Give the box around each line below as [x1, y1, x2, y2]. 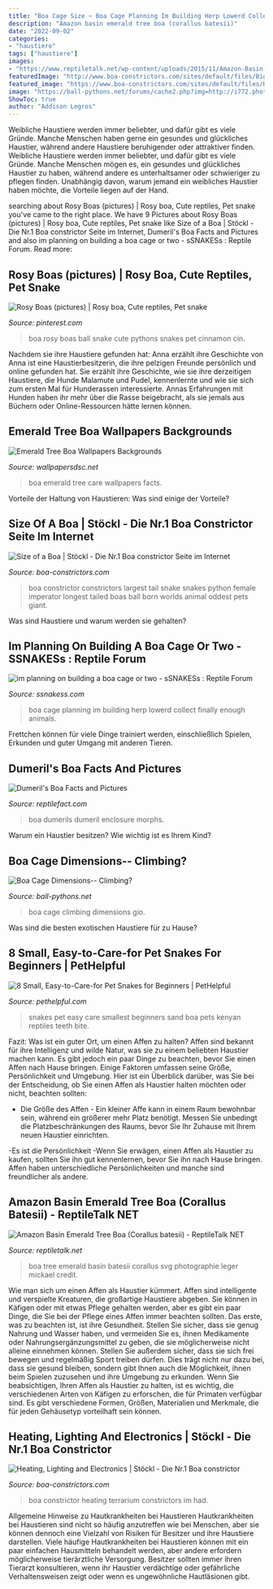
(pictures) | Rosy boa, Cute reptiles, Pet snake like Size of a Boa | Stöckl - [8, 219, 254, 228]
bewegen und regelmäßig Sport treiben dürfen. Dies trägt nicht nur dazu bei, [8, 1354, 266, 1364]
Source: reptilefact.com [8, 799, 88, 809]
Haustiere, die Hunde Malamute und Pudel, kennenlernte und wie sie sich [8, 375, 254, 384]
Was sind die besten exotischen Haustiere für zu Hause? [8, 923, 197, 932]
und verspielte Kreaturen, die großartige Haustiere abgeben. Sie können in [8, 1294, 258, 1304]
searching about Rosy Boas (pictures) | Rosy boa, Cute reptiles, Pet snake [8, 201, 256, 211]
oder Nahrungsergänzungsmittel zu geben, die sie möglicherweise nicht [8, 1337, 250, 1347]
